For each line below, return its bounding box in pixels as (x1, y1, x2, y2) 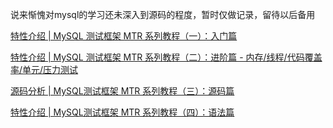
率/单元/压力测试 (10, 64, 79, 75)
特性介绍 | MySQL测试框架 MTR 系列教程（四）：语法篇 (10, 106, 235, 118)
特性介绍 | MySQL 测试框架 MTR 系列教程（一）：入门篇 (10, 30, 238, 42)
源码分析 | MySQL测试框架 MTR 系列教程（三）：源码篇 (10, 85, 235, 97)
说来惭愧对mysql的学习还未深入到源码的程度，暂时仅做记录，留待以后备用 (10, 9, 316, 20)
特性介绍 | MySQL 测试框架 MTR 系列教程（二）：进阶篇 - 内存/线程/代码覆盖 (10, 51, 323, 63)
